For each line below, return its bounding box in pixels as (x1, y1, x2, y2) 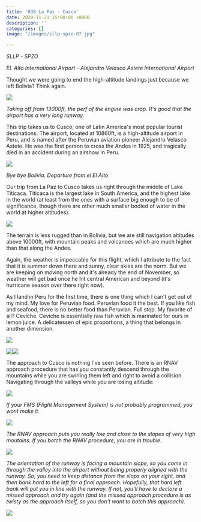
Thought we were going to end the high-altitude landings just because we (6, 76, 189, 83)
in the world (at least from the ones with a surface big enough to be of (6, 196, 180, 203)
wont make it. (6, 407, 40, 415)
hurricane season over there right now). (6, 281, 105, 289)
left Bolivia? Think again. (6, 82, 67, 90)
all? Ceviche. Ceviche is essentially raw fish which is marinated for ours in (6, 313, 189, 320)
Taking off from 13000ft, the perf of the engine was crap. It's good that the (6, 106, 192, 113)
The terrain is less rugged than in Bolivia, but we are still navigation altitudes (6, 232, 194, 239)
